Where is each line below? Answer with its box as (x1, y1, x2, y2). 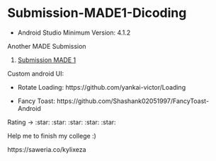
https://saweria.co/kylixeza (7, 145, 86, 153)
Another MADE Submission (7, 42, 86, 50)
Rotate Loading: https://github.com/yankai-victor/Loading (17, 83, 186, 91)
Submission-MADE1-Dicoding (7, 5, 187, 21)
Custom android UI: (7, 69, 64, 78)
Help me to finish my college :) (7, 131, 97, 140)
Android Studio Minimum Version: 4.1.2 (17, 28, 131, 37)
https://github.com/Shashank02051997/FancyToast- (56, 97, 210, 105)
